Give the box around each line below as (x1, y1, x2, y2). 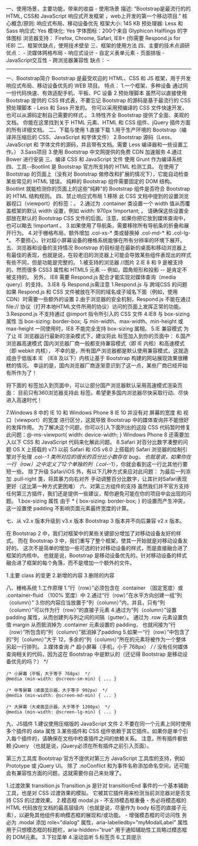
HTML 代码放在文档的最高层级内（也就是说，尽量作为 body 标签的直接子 (6, 804, 182, 811)
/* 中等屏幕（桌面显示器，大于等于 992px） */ (6, 688, 108, 693)
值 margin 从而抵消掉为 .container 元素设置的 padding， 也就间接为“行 (6, 621, 176, 628)
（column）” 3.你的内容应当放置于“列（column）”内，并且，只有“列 (6, 599, 166, 606)
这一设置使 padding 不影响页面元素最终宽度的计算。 (6, 505, 132, 511)
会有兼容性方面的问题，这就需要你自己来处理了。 (6, 769, 125, 776)
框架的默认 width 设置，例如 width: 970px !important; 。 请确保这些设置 (11, 207, 184, 214)
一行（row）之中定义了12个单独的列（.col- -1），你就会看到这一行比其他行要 (6, 461, 188, 467)
